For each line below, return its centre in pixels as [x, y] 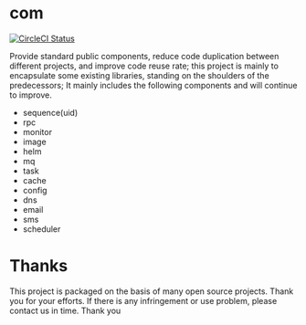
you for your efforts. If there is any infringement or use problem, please [143, 300]
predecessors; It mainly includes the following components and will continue [153, 85]
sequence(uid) [50, 112]
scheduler [42, 229]
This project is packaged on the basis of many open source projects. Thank [152, 291]
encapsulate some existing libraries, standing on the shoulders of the [139, 75]
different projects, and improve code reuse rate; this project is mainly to [144, 66]
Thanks [39, 266]
